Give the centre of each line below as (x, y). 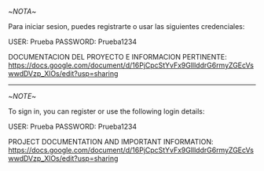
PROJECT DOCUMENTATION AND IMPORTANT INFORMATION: (111, 142)
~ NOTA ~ (22, 11)
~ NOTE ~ (22, 96)
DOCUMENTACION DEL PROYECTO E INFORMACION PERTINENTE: (118, 57)
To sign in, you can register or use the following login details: (106, 111)
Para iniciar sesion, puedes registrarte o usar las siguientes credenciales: (126, 26)
